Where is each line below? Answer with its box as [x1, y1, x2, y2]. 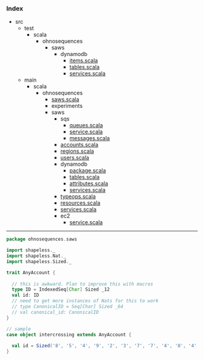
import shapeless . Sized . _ [6, 258, 72, 264]
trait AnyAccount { [6, 269, 56, 275]
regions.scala [60, 147, 94, 155]
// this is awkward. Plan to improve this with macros [12, 281, 154, 287]
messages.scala [69, 135, 110, 142]
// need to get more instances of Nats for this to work [12, 298, 159, 304]
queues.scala [69, 122, 103, 129]
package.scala [69, 167, 106, 174]
